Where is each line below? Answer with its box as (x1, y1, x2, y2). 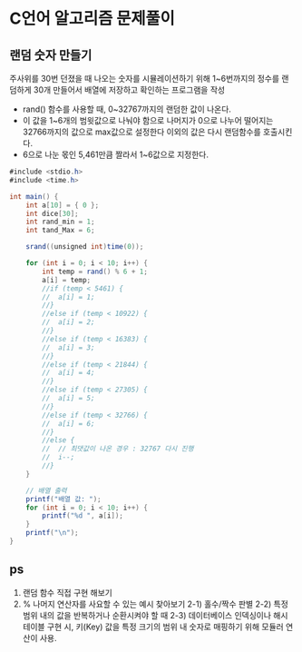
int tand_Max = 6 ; (25, 226, 95, 235)
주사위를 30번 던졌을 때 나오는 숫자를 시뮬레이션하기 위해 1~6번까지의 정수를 (9, 74, 279, 84)
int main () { (9, 192, 59, 201)
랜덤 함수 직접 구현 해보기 (22, 587, 113, 598)
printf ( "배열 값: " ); (25, 494, 102, 504)
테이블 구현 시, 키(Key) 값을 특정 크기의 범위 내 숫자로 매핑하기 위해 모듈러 (22, 621, 284, 632)
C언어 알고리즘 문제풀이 (9, 8, 175, 29)
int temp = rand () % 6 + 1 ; (42, 267, 148, 276)
